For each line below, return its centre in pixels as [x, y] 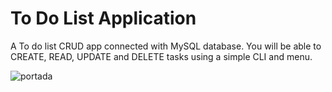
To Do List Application [103, 18]
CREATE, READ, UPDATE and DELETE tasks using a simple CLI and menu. [161, 56]
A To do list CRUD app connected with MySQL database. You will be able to [166, 46]
